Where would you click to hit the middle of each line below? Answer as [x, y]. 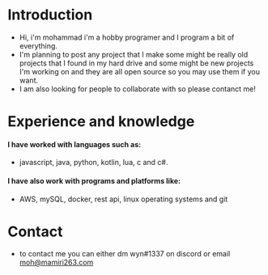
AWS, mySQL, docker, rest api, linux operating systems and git [123, 199]
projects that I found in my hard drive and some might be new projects [136, 63]
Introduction [50, 15]
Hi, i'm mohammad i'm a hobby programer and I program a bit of [127, 37]
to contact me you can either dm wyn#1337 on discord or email [125, 254]
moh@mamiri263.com [56, 262]
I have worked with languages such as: [74, 144]
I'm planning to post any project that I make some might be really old [134, 54]
